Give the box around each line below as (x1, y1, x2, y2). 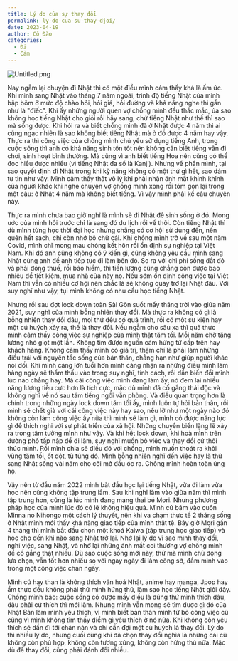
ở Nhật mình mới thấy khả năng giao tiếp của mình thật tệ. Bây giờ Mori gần (7, 518, 227, 527)
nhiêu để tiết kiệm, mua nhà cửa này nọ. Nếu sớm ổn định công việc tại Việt (7, 271, 229, 280)
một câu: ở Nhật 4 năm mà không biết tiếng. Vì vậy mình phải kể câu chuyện (7, 189, 231, 198)
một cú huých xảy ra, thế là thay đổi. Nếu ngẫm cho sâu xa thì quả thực (7, 323, 216, 331)
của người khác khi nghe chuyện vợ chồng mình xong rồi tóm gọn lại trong (7, 182, 225, 190)
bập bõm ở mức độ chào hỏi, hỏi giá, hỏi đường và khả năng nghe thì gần (7, 98, 222, 107)
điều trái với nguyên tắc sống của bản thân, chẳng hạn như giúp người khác (7, 353, 229, 362)
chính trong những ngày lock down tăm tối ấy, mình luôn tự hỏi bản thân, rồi (7, 398, 229, 407)
